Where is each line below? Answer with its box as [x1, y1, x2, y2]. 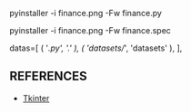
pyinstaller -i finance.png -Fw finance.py [9, 8, 162, 18]
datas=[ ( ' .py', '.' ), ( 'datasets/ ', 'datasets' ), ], [9, 42, 183, 53]
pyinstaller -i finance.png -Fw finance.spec [9, 25, 171, 35]
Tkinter [22, 92, 50, 103]
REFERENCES [9, 69, 88, 84]
